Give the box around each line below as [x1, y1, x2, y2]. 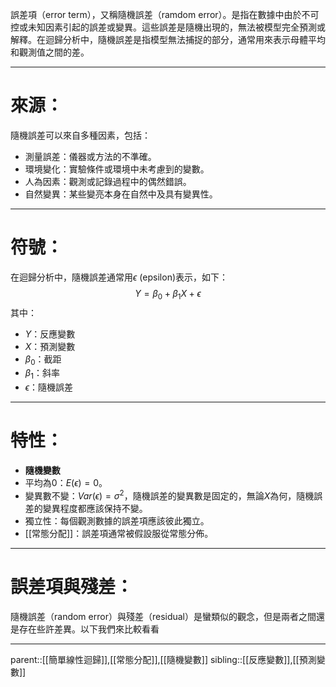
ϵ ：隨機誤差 [24, 381, 74, 393]
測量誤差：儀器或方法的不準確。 [24, 150, 157, 162]
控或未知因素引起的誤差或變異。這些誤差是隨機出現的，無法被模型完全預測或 [10, 21, 326, 33]
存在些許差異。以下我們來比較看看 [18, 623, 160, 635]
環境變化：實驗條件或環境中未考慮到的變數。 [24, 163, 210, 175]
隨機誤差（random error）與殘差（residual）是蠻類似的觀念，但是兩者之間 [10, 610, 317, 622]
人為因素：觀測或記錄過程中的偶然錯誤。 [24, 175, 192, 187]
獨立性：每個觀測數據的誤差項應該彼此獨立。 [24, 514, 210, 527]
